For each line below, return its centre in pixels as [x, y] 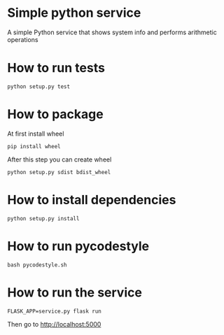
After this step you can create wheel [59, 159]
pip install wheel [34, 146]
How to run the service [75, 292]
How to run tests [56, 68]
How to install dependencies [92, 200]
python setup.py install [43, 218]
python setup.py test [39, 86]
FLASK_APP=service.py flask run [54, 311]
